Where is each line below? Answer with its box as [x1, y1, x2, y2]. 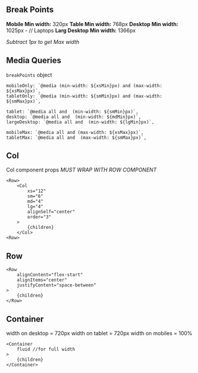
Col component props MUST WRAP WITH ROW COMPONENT [6, 166, 157, 174]
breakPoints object [6, 71, 52, 78]
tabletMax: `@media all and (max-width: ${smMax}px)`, [6, 135, 147, 141]
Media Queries [6, 56, 61, 66]
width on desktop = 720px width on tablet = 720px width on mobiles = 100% [6, 330, 193, 337]
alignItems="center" [17, 277, 67, 283]
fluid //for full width [17, 346, 76, 352]
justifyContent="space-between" [17, 282, 96, 288]
